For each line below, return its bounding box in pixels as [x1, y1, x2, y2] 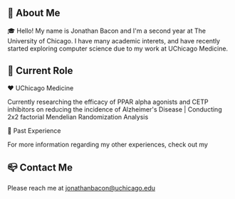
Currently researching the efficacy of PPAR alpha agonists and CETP [7, 97, 209, 106]
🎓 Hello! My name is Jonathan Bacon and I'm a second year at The [7, 26, 207, 35]
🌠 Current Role [7, 65, 73, 77]
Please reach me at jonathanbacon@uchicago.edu [7, 184, 155, 193]
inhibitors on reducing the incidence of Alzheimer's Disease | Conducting [7, 104, 222, 114]
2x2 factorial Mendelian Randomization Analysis [7, 112, 149, 121]
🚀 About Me [7, 7, 61, 19]
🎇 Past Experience [7, 126, 62, 135]
